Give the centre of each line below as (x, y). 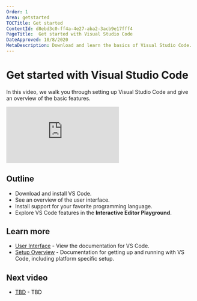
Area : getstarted (28, 17)
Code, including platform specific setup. (65, 259)
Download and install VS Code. (53, 193)
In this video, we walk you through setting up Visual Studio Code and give (97, 92)
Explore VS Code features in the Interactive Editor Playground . (93, 213)
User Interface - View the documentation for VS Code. (82, 246)
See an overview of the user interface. (62, 200)
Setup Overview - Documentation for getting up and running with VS (100, 252)
